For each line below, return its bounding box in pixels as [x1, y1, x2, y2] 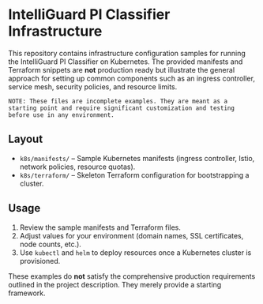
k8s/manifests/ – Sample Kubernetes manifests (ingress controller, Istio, [19, 153, 255, 163]
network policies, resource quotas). [19, 162, 136, 171]
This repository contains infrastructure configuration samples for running [8, 48, 246, 58]
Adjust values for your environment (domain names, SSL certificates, [19, 231, 244, 240]
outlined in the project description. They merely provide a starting [8, 280, 222, 289]
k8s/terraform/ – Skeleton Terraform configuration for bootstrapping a [19, 170, 250, 179]
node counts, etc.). [19, 239, 81, 249]
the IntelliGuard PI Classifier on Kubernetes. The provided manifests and [8, 57, 243, 66]
